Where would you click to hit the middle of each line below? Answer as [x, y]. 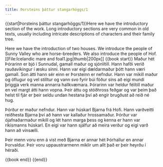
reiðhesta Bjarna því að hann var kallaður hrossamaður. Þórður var [71, 114]
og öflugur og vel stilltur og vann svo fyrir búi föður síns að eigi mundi [75, 79]
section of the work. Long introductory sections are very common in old [77, 28]
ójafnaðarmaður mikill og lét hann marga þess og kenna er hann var [73, 120]
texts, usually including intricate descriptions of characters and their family [80, 34]
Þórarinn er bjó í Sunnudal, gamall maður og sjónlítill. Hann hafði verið [75, 64]
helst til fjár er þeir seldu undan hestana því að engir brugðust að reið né [77, 95]
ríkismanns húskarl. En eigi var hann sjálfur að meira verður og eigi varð [77, 125]
